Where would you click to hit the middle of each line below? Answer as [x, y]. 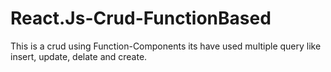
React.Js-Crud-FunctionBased [141, 18]
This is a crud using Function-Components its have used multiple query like [166, 46]
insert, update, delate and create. [79, 56]
